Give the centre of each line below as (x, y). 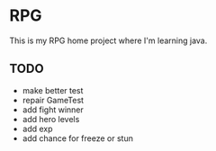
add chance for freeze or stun (77, 138)
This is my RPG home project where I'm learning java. (108, 40)
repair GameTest (53, 100)
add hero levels (51, 119)
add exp (37, 129)
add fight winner (53, 110)
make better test (53, 90)
